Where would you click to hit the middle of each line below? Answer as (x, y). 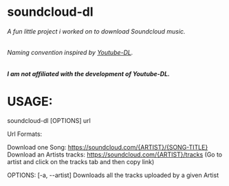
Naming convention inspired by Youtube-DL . (70, 53)
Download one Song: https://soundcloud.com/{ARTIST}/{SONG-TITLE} (108, 147)
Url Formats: (25, 134)
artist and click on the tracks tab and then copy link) (81, 161)
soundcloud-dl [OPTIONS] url (49, 120)
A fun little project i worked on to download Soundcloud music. (96, 31)
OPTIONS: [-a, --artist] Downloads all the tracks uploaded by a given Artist (113, 175)
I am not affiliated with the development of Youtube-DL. (89, 74)
